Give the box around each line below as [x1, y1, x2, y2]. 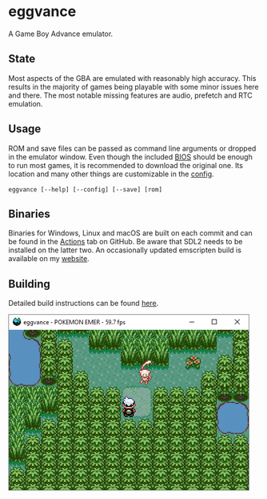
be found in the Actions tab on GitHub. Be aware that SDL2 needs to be [8, 237, 243, 247]
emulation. [8, 99, 43, 108]
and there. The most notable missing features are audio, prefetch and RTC [8, 91, 253, 100]
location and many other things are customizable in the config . [8, 169, 214, 179]
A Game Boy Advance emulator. [8, 29, 114, 38]
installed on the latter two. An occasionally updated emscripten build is [8, 245, 242, 255]
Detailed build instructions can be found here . [8, 299, 159, 308]
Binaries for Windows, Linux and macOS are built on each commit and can [8, 228, 253, 238]
